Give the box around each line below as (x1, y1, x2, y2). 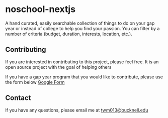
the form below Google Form (5, 79, 65, 85)
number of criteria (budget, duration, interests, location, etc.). (5, 31, 132, 37)
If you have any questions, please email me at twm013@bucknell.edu (5, 107, 148, 113)
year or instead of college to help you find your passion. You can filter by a (5, 25, 160, 31)
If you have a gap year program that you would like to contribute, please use (5, 74, 163, 80)
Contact (5, 94, 31, 102)
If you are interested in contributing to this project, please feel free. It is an (5, 59, 159, 65)
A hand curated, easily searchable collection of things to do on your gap (5, 20, 155, 26)
